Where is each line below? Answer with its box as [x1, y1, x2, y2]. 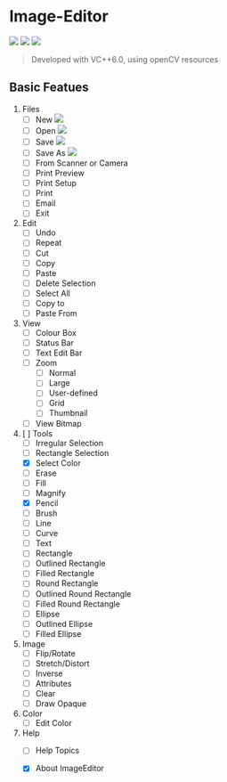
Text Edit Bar [35, 347, 83, 358]
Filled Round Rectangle [35, 599, 120, 609]
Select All [35, 288, 71, 298]
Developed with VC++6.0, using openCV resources [30, 53, 219, 64]
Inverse [35, 668, 63, 679]
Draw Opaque [35, 698, 87, 709]
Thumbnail [48, 408, 88, 419]
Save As [35, 147, 66, 158]
